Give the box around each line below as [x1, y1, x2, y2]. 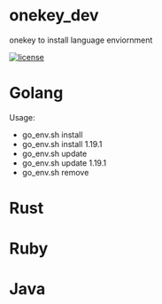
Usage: [9, 112, 35, 122]
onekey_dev [9, 5, 99, 26]
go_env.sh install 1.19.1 [21, 138, 103, 149]
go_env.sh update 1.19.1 [21, 157, 107, 168]
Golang [9, 83, 64, 103]
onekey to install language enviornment [9, 35, 153, 45]
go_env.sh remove [21, 167, 89, 177]
